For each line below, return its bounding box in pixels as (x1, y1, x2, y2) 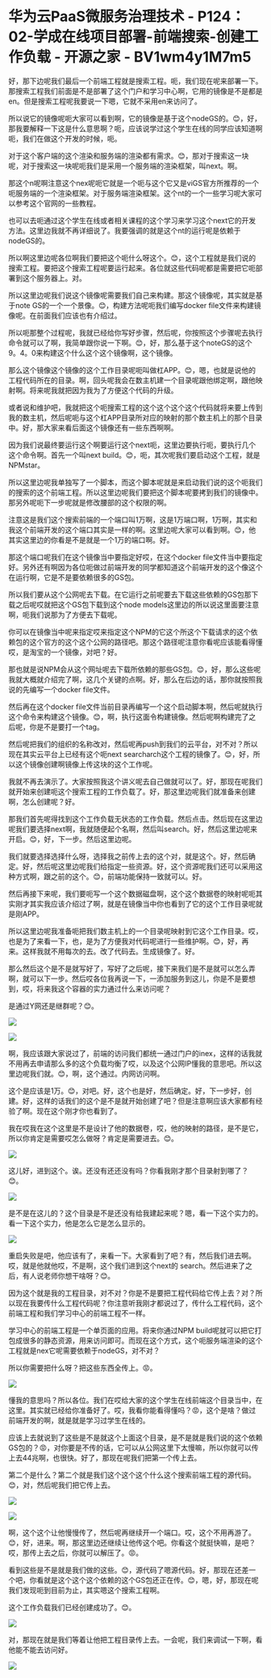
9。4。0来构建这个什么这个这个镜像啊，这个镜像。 (8, 348, 177, 357)
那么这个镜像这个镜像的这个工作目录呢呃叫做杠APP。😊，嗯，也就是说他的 (8, 365, 256, 374)
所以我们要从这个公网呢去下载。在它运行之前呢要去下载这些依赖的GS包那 (8, 590, 252, 599)
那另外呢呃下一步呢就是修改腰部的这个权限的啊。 (8, 497, 171, 507)
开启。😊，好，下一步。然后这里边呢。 (8, 834, 136, 843)
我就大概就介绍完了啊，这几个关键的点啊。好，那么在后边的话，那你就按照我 (8, 674, 263, 684)
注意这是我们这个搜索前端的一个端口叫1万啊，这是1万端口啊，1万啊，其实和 (8, 514, 258, 524)
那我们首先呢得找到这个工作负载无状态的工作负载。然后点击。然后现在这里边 (8, 814, 263, 823)
